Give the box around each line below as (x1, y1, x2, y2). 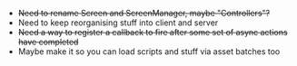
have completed (17, 36, 79, 47)
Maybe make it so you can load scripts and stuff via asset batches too (17, 46, 281, 57)
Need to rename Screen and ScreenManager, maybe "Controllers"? (17, 8, 271, 18)
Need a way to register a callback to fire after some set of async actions (17, 27, 288, 37)
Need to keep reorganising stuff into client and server (17, 17, 219, 28)
